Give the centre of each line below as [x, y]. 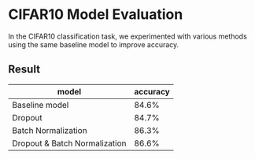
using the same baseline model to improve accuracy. [94, 44]
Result [24, 70]
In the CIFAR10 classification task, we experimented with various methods [128, 36]
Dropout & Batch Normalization [69, 143]
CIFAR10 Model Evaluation [96, 15]
